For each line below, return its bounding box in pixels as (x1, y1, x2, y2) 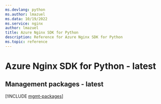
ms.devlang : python (5, 7, 46, 12)
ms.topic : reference (5, 39, 48, 44)
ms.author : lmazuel (5, 12, 46, 17)
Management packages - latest (5, 80, 104, 89)
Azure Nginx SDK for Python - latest (5, 60, 157, 71)
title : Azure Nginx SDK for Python (5, 30, 79, 35)
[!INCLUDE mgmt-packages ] (5, 93, 63, 99)
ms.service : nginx (5, 21, 43, 26)
